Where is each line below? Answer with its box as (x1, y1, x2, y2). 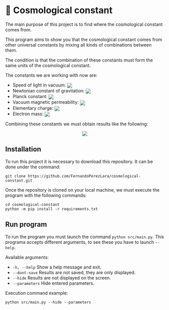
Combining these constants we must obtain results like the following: (5, 121, 148, 127)
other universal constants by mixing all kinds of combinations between (5, 41, 152, 48)
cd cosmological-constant (5, 202, 60, 207)
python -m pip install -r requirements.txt (5, 206, 98, 211)
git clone (5, 173, 26, 179)
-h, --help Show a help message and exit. (12, 264, 102, 270)
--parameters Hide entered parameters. (12, 280, 95, 286)
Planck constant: (12, 94, 48, 100)
